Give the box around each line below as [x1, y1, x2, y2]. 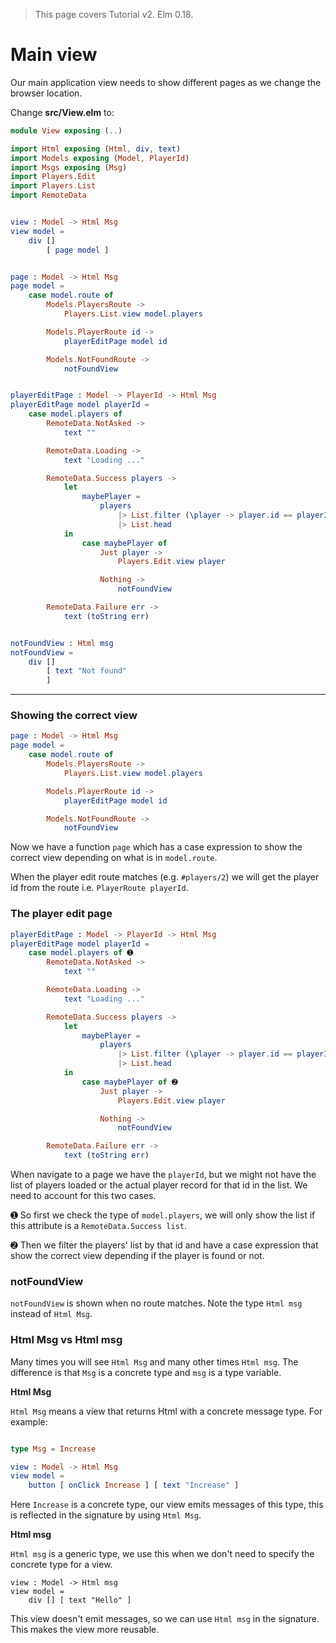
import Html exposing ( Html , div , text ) [10, 144, 182, 154]
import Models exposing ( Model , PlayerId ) [10, 153, 190, 163]
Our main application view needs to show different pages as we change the [10, 76, 322, 88]
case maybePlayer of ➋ [81, 1077, 178, 1087]
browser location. [10, 87, 83, 99]
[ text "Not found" [46, 666, 128, 676]
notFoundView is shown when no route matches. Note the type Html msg [10, 1297, 303, 1309]
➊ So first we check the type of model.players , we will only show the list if [10, 1209, 316, 1221]
